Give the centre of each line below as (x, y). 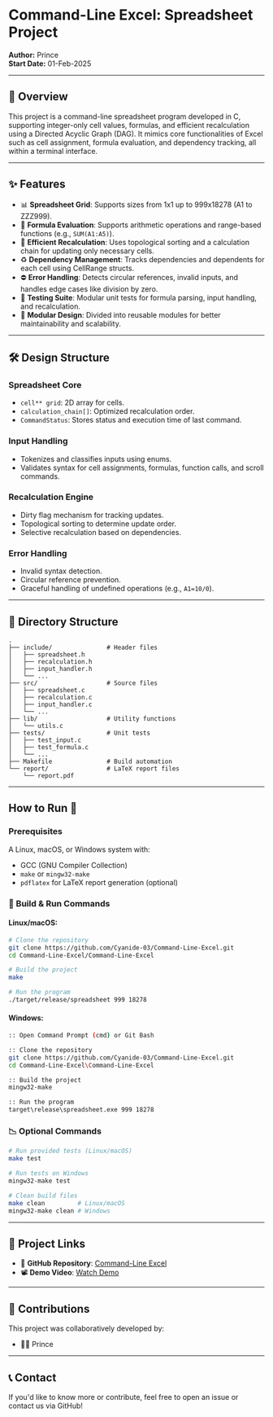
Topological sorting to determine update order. (98, 524)
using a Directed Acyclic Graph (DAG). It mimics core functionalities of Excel (136, 134)
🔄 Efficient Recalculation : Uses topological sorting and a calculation (135, 242)
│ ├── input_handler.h (50, 669)
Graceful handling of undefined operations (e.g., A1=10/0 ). (117, 589)
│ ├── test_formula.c (49, 747)
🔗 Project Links (47, 1244)
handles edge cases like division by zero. (89, 289)
